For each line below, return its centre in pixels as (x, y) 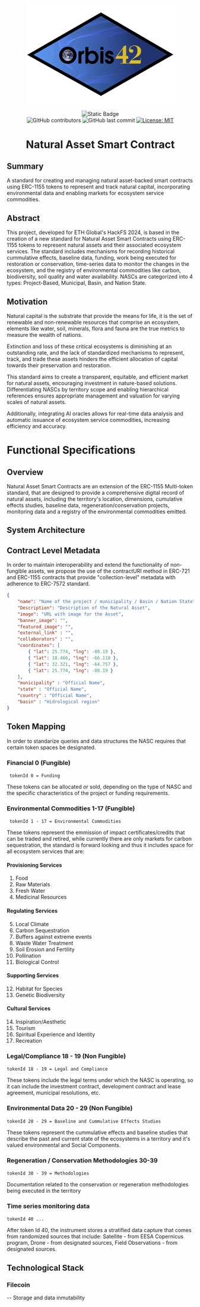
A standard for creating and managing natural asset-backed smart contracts (100, 181)
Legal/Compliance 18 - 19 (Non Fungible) (66, 1056)
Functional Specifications (71, 450)
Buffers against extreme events (53, 936)
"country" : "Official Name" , (55, 696)
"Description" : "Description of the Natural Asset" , (84, 608)
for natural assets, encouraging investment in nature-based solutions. (92, 383)
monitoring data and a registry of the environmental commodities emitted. (97, 512)
